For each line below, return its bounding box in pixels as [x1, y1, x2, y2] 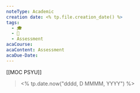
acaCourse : [6, 42, 33, 48]
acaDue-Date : [6, 52, 38, 58]
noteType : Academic [6, 8, 54, 15]
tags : [6, 19, 19, 25]
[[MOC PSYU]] [6, 68, 42, 75]
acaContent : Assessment [6, 47, 65, 53]
